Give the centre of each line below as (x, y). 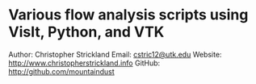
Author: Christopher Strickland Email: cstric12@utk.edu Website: (115, 54)
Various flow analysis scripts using (128, 15)
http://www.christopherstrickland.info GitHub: (84, 63)
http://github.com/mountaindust (61, 71)
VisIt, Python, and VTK (86, 32)
